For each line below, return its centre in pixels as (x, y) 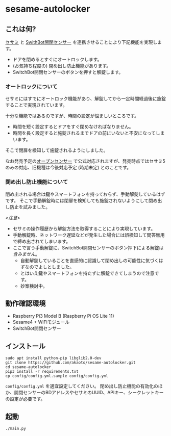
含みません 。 (26, 254)
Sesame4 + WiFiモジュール (41, 322)
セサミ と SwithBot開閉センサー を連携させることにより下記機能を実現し (81, 42)
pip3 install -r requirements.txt (42, 372)
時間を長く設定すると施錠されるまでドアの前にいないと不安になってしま (89, 133)
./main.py (16, 429)
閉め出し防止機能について (36, 182)
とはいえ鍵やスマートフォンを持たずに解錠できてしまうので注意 (87, 273)
